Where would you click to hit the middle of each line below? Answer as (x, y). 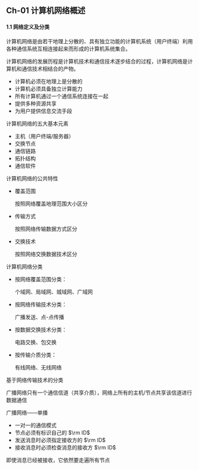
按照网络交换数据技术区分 (46, 254)
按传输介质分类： (36, 355)
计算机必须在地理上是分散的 (49, 81)
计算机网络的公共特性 (32, 178)
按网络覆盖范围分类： (41, 279)
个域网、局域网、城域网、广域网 (54, 292)
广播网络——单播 (27, 412)
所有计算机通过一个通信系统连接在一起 (61, 96)
